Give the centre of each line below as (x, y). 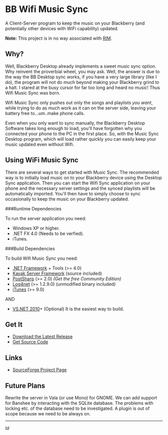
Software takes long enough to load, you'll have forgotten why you (74, 128)
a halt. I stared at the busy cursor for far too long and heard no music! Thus (82, 87)
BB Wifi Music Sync (47, 9)
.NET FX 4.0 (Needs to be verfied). (48, 233)
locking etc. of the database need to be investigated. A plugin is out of (77, 408)
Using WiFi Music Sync (42, 160)
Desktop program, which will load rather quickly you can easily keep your (81, 139)
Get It (14, 324)
